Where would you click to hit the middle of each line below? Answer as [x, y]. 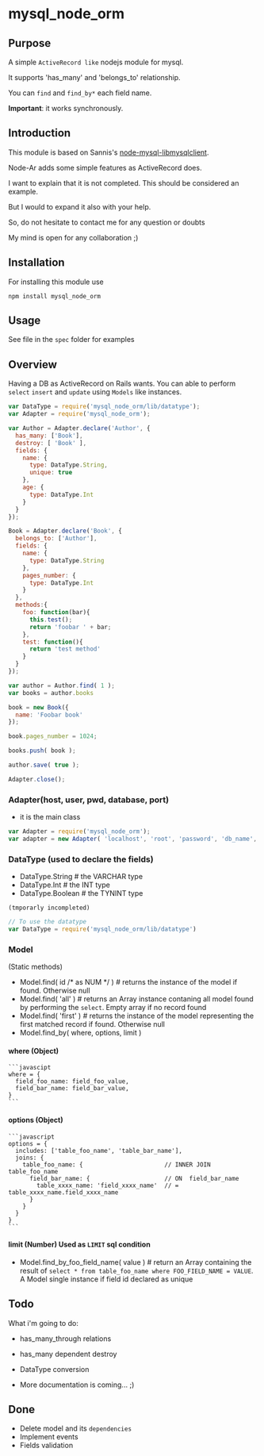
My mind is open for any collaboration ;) [73, 237]
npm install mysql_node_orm [55, 296]
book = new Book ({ [38, 707]
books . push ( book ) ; [42, 751]
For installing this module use [56, 282]
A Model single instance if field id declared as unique [106, 1279]
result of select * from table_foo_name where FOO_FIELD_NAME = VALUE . [136, 1270]
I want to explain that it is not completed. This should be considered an [124, 182]
